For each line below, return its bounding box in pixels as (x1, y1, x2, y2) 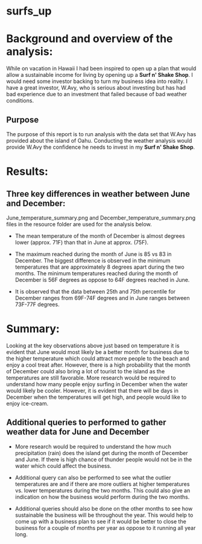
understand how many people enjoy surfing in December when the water (6, 380, 188, 388)
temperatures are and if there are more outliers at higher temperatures (14, 480, 190, 488)
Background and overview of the (6, 32, 173, 46)
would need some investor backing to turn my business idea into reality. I (6, 77, 188, 85)
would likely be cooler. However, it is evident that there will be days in (6, 387, 179, 394)
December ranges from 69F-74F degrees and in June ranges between (14, 294, 190, 301)
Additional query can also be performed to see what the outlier (14, 474, 171, 481)
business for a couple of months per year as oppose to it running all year (14, 524, 196, 531)
